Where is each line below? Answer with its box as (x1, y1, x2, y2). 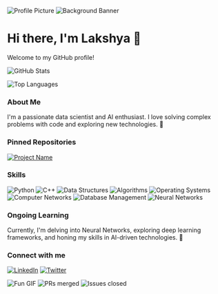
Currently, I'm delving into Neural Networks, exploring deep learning (7, 226, 201, 234)
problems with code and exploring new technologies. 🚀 (7, 120, 164, 129)
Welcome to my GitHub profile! (7, 53, 95, 61)
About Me (7, 97, 41, 107)
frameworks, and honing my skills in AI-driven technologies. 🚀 (7, 233, 184, 242)
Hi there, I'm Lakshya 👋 (7, 31, 141, 46)
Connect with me (7, 251, 66, 260)
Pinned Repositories (7, 138, 77, 147)
